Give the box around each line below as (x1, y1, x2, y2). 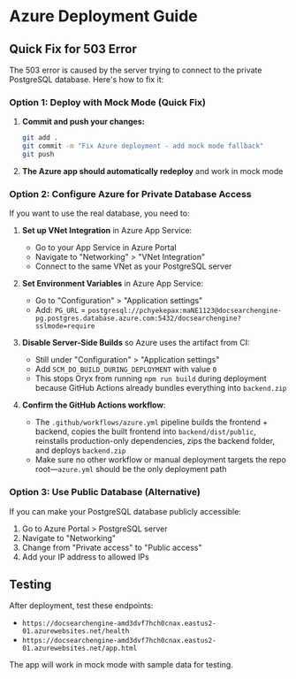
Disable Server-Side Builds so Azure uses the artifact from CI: (21, 338, 250, 348)
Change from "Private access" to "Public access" (21, 542, 202, 553)
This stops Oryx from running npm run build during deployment (34, 373, 267, 384)
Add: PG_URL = (34, 305, 87, 316)
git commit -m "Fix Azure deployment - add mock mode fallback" (21, 141, 264, 151)
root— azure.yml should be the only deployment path (34, 464, 227, 475)
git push (21, 150, 55, 159)
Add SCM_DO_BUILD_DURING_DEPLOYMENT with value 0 (34, 364, 217, 375)
